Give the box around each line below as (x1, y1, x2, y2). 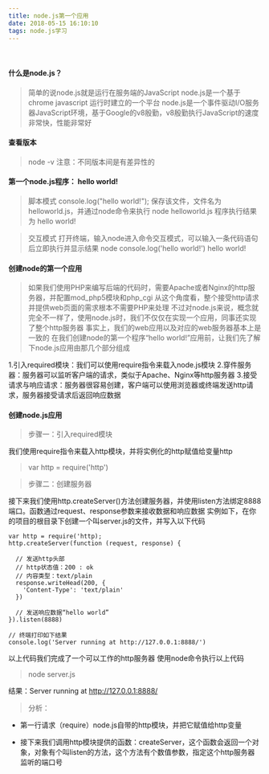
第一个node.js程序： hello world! (8, 177, 119, 186)
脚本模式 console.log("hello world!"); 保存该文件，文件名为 (27, 196, 222, 206)
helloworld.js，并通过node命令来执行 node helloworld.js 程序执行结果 (27, 206, 257, 215)
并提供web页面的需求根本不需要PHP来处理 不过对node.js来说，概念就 (27, 303, 259, 313)
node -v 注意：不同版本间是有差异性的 (27, 157, 155, 166)
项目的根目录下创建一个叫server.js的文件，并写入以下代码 (14, 516, 206, 526)
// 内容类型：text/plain (15, 572, 92, 580)
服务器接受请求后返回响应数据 (22, 391, 121, 400)
